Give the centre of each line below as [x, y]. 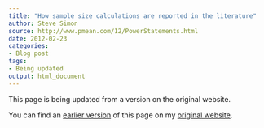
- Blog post [29, 53]
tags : [18, 62]
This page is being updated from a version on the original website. [119, 99]
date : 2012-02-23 [38, 38]
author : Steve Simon [44, 23]
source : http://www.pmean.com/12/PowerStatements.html [103, 31]
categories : [29, 46]
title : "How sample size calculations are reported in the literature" [132, 16]
